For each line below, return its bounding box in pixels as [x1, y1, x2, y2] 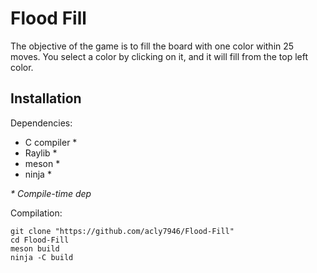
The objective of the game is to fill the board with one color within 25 [10, 40, 295, 52]
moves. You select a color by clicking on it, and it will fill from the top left [10, 50, 309, 62]
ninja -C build [10, 252, 74, 262]
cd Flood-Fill [10, 235, 70, 245]
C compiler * [24, 136, 78, 148]
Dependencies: [10, 117, 73, 129]
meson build [10, 243, 60, 254]
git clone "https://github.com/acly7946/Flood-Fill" [10, 226, 235, 236]
